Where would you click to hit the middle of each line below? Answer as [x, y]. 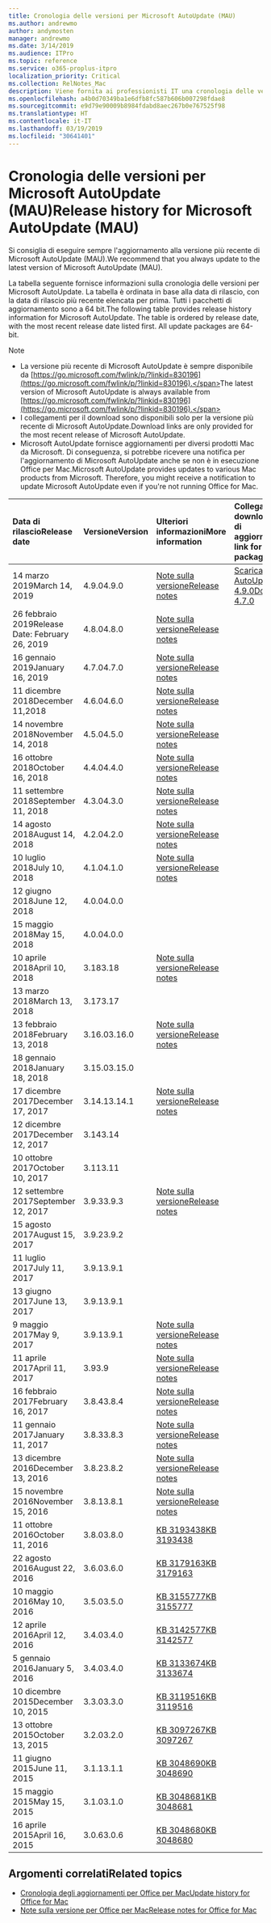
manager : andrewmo [39, 38]
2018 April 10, [39, 967]
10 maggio [33, 1591]
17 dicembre [37, 1091]
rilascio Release [42, 531]
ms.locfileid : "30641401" [52, 136]
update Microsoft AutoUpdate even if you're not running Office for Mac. [139, 486]
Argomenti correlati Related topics [96, 1873]
